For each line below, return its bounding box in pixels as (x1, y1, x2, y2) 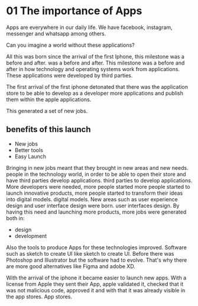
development (14, 232, 47, 239)
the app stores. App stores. (6, 293, 73, 300)
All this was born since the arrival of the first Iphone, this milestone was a (6, 53, 185, 60)
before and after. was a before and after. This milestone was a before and (6, 59, 185, 66)
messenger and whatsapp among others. (6, 30, 106, 37)
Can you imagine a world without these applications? (6, 41, 135, 49)
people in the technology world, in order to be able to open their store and (6, 170, 186, 178)
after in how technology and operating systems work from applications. (6, 65, 180, 72)
